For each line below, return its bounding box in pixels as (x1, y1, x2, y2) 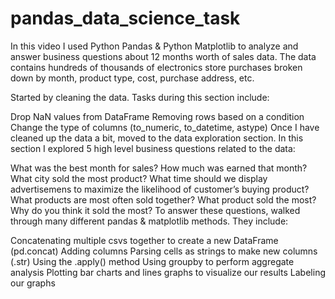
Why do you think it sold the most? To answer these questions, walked (10, 204, 301, 216)
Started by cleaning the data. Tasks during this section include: (10, 91, 270, 103)
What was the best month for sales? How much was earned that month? (10, 162, 308, 174)
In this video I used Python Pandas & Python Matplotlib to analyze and (10, 40, 299, 52)
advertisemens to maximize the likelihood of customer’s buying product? (10, 183, 310, 195)
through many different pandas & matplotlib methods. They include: (10, 215, 289, 227)
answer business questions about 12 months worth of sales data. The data (10, 50, 317, 62)
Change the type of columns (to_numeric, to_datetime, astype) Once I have (10, 121, 320, 133)
